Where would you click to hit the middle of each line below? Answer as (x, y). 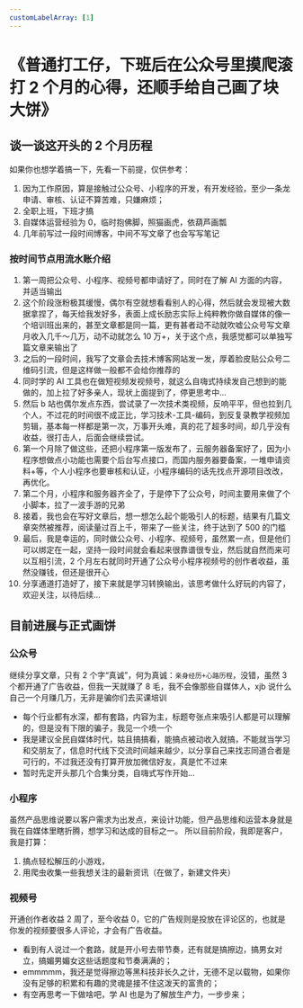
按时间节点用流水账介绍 (60, 259)
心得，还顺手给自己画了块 (184, 87)
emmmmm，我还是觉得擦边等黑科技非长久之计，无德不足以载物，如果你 (156, 972)
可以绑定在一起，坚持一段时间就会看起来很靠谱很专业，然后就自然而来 (152, 549)
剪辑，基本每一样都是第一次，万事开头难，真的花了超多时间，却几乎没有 (156, 426)
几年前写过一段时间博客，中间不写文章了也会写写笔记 (121, 233)
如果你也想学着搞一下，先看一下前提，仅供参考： (100, 169)
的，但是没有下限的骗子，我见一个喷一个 (97, 727)
